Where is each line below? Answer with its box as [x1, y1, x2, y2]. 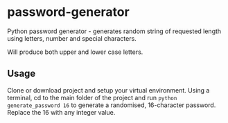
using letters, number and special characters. [7, 34, 137, 42]
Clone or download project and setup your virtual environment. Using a [7, 86, 210, 94]
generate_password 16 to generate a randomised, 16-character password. [7, 101, 216, 109]
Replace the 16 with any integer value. [7, 108, 116, 116]
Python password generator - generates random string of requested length [7, 27, 222, 35]
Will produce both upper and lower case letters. [7, 48, 143, 56]
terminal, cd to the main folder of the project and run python [7, 93, 177, 102]
